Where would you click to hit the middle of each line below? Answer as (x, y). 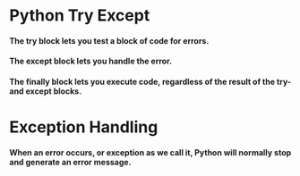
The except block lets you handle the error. (91, 61)
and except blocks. (46, 91)
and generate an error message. (70, 162)
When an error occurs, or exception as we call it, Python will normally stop (150, 152)
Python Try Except (80, 16)
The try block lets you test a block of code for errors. (109, 40)
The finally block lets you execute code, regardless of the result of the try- (150, 81)
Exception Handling (84, 127)
